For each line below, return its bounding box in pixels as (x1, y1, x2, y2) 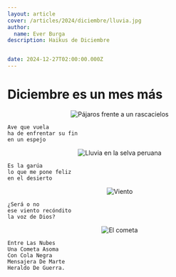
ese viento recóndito (7, 207, 72, 214)
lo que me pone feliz (7, 168, 72, 175)
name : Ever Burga (14, 30, 66, 38)
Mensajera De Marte (7, 258, 66, 265)
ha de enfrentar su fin (7, 129, 78, 137)
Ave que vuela (7, 124, 50, 131)
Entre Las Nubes (7, 239, 56, 246)
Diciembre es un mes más (7, 87, 163, 103)
